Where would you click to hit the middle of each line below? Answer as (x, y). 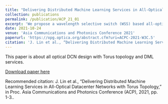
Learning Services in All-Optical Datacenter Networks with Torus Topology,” (83, 86)
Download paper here (27, 71)
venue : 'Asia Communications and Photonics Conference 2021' (70, 33)
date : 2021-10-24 (23, 28)
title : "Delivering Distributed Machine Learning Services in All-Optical (85, 10)
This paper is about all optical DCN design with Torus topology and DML (79, 56)
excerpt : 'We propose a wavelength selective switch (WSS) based (74, 24)
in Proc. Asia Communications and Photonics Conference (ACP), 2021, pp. (81, 92)
